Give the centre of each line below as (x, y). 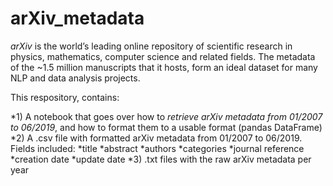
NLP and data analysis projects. (75, 78)
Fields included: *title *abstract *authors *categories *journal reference (157, 148)
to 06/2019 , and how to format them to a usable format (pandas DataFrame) (166, 127)
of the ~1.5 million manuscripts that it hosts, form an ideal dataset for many (164, 67)
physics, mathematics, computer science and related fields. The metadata (163, 56)
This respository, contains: (65, 97)
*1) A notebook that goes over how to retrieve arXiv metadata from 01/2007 (166, 116)
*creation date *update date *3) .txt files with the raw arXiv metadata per (161, 159)
